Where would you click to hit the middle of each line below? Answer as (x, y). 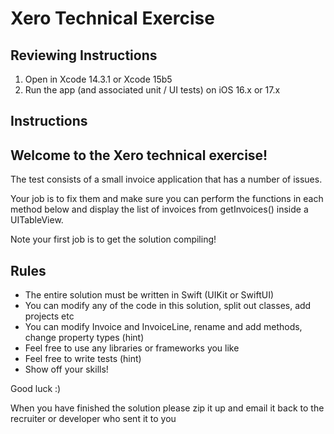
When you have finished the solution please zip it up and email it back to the (167, 408)
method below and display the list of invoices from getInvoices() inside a (159, 209)
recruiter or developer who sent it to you (93, 419)
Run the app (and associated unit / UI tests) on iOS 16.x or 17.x (152, 90)
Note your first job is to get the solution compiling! (113, 239)
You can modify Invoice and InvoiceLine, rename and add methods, (163, 327)
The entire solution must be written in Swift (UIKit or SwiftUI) (149, 295)
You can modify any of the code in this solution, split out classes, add (168, 306)
